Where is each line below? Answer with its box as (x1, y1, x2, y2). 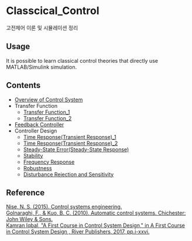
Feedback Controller (14, 121, 64, 128)
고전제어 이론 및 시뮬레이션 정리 (6, 24, 78, 31)
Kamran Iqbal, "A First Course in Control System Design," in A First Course (6, 222, 186, 229)
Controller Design (14, 127, 57, 134)
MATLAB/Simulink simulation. (6, 63, 77, 70)
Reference (6, 188, 45, 198)
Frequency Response (23, 158, 75, 165)
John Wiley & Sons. (6, 216, 53, 223)
